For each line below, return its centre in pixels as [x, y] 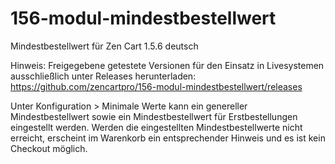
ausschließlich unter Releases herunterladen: [103, 76]
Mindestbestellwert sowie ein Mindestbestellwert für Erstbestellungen [154, 116]
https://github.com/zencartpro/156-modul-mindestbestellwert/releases [156, 86]
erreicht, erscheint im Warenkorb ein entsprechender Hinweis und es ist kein [168, 138]
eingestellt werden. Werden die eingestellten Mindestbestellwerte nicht [156, 127]
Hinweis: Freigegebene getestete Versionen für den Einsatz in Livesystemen [167, 65]
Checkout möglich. [49, 148]
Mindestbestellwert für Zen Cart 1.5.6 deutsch [104, 46]
